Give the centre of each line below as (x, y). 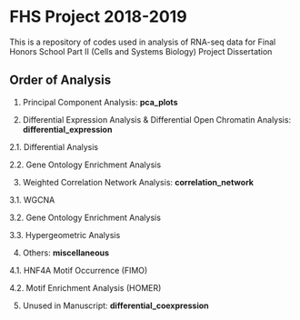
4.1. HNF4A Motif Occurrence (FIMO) (79, 270)
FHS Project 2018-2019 (99, 17)
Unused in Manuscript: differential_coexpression (115, 305)
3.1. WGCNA (32, 200)
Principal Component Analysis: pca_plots (100, 102)
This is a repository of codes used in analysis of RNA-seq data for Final (143, 42)
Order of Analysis (60, 80)
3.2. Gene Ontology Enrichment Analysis (85, 217)
